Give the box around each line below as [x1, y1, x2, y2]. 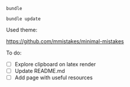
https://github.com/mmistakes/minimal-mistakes [6, 38, 124, 44]
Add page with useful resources [14, 74, 93, 81]
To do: [6, 49, 22, 56]
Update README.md [14, 67, 65, 75]
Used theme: [6, 27, 37, 33]
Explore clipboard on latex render [14, 61, 96, 67]
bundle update [6, 16, 41, 22]
